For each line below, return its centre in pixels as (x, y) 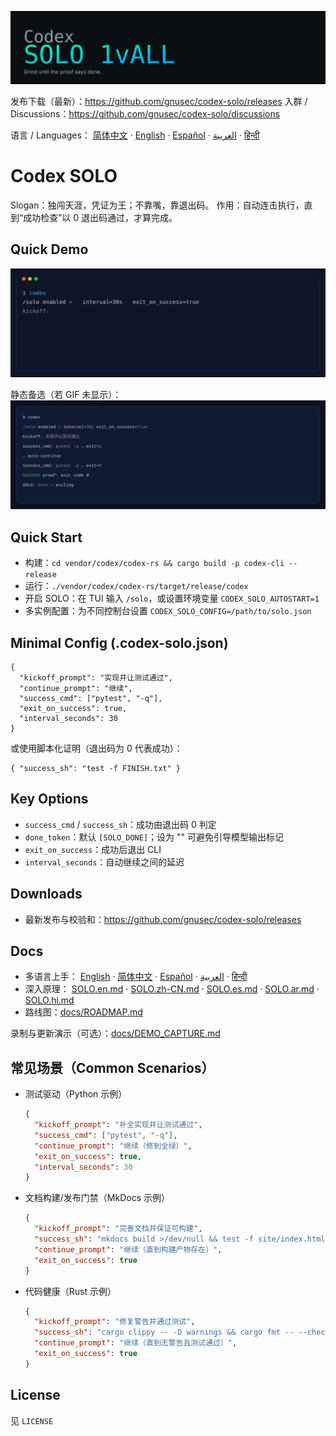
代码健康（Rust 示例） (70, 1291)
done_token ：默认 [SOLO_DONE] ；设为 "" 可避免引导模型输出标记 (154, 837)
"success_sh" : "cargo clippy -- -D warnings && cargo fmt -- (164, 1332)
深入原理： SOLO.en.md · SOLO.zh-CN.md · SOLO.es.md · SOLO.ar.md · (172, 989)
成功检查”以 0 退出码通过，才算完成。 (100, 218)
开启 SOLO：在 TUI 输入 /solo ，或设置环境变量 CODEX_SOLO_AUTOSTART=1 (172, 598)
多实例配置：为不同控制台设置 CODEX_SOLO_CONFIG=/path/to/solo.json (168, 611)
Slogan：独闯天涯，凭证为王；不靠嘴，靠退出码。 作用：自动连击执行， (157, 205)
